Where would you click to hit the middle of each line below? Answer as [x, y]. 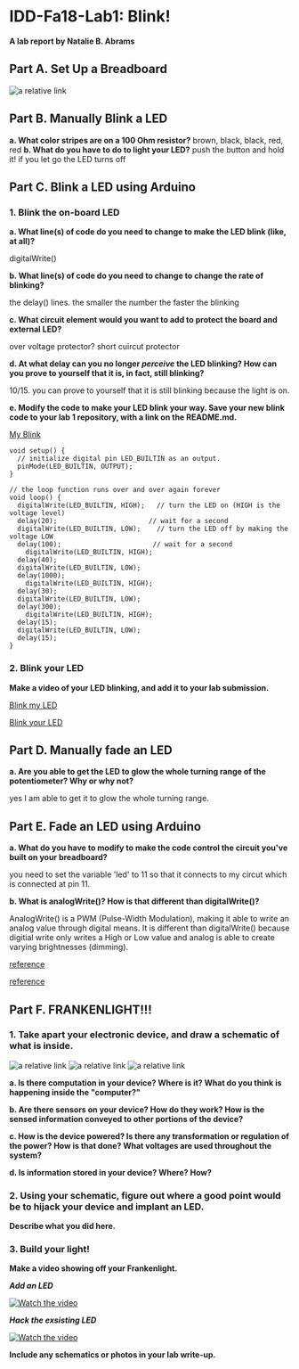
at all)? [22, 242]
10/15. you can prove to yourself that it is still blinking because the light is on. [149, 390]
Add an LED [31, 1286]
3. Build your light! [50, 1250]
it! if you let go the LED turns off [68, 159]
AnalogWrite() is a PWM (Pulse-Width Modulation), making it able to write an [149, 919]
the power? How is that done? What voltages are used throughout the [141, 1145]
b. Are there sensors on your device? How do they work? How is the [137, 1109]
